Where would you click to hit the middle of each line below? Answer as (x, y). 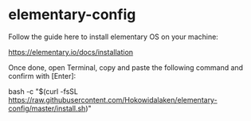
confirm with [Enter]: (42, 76)
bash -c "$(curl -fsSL (43, 91)
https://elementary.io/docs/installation (71, 52)
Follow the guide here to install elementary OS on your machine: (114, 37)
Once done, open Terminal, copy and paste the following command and (126, 67)
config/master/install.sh (47, 108)
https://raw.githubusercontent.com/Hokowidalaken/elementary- (113, 100)
